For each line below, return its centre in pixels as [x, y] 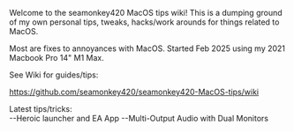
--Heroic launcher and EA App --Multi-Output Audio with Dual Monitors [139, 118]
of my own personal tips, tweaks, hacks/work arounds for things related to [144, 22]
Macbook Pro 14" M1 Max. [57, 58]
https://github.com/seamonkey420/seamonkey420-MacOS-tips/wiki [134, 92]
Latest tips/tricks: [41, 109]
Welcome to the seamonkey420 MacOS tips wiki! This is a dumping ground [146, 13]
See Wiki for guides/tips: [54, 75]
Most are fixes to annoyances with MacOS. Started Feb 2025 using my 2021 [147, 48]
